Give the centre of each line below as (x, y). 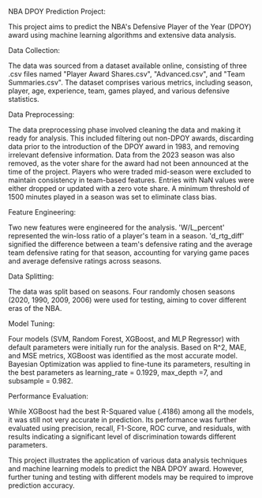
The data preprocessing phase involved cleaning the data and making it (125, 130)
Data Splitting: (31, 276)
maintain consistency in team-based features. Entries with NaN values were (131, 180)
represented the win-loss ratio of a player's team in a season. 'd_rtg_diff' (126, 236)
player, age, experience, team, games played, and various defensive (119, 91)
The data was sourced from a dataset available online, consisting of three (127, 66)
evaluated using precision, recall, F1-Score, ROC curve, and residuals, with (129, 428)
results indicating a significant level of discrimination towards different (122, 436)
